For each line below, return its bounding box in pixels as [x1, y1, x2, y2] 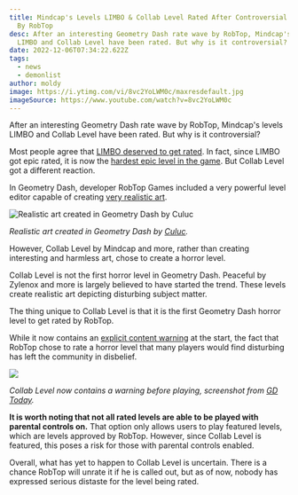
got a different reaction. [9, 165, 96, 176]
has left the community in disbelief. [9, 351, 137, 362]
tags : [9, 54, 29, 63]
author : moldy [9, 79, 62, 88]
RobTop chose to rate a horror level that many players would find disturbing [9, 342, 285, 353]
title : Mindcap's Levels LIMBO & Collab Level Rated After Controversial [9, 12, 288, 22]
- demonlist [17, 71, 62, 80]
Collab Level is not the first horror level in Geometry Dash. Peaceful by [9, 270, 267, 280]
